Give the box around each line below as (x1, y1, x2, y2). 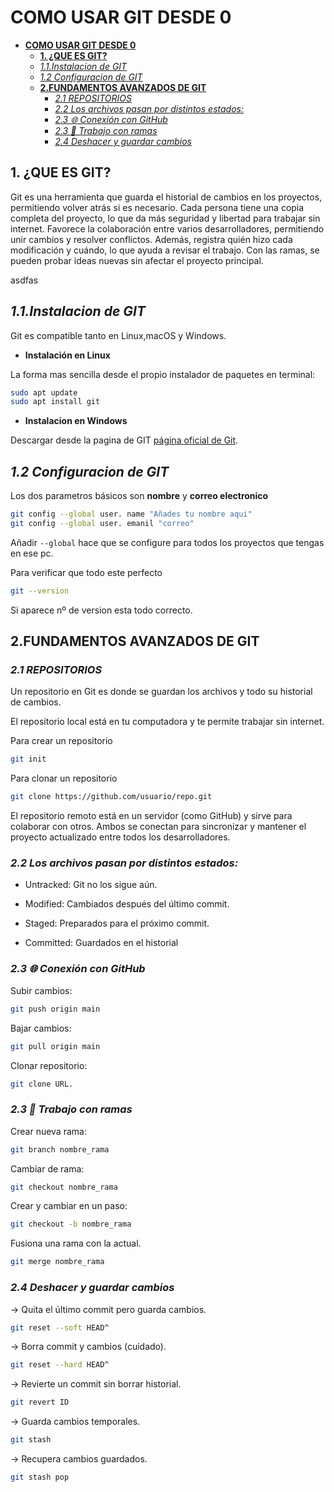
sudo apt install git (10, 397, 101, 407)
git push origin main (10, 1004, 101, 1014)
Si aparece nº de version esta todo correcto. (10, 604, 193, 616)
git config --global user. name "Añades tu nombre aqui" (10, 509, 253, 520)
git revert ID (10, 1397, 70, 1408)
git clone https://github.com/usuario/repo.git (10, 792, 213, 802)
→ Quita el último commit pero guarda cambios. (10, 1303, 207, 1315)
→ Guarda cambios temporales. (10, 1416, 141, 1428)
